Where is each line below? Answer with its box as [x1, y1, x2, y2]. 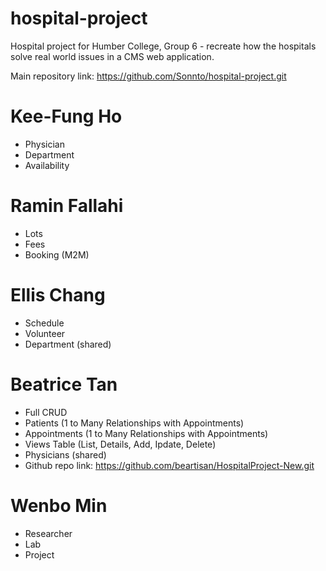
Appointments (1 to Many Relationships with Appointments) [24, 427, 269, 439]
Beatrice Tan [10, 373, 118, 396]
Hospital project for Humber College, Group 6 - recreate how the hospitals [10, 40, 317, 52]
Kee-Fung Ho [10, 105, 123, 128]
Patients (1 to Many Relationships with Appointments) [24, 417, 245, 429]
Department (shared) [24, 338, 112, 350]
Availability [24, 159, 70, 171]
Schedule [24, 317, 65, 329]
